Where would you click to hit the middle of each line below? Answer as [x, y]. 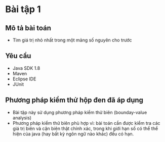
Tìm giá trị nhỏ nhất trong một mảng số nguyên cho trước [72, 40]
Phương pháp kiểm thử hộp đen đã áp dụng [74, 100]
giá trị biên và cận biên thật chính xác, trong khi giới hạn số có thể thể [85, 128]
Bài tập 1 [23, 9]
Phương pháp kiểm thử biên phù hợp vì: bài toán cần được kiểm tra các [86, 123]
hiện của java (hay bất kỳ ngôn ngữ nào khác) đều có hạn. [73, 134]
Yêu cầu [18, 56]
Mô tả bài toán [28, 28]
